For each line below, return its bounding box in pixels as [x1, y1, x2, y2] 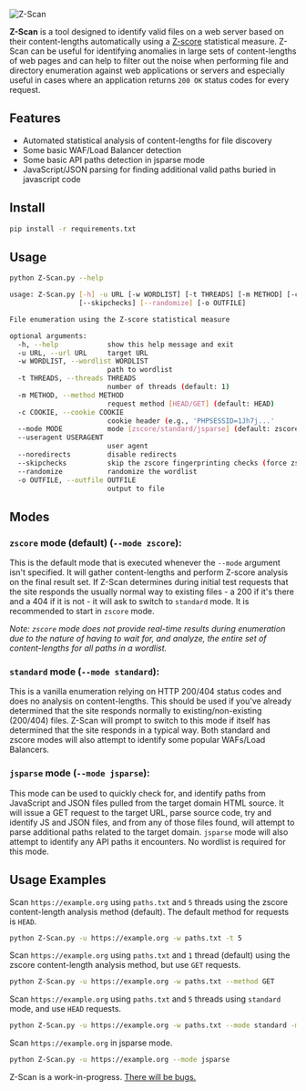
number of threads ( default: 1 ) [107, 383, 230, 392]
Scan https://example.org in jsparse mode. [9, 1037, 173, 1048]
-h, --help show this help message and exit [17, 340, 234, 349]
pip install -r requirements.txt [9, 224, 137, 233]
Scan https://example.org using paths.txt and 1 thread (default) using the [9, 950, 291, 961]
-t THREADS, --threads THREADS [17, 374, 137, 383]
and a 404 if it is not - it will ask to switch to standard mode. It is [9, 596, 250, 607]
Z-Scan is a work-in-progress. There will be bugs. [9, 1072, 197, 1083]
